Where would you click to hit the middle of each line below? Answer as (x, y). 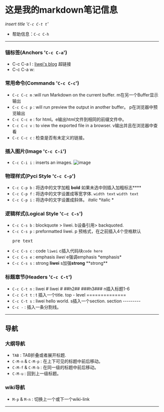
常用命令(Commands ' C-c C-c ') (42, 83)
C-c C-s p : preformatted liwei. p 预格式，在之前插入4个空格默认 (77, 231)
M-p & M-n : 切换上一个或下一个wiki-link (51, 399)
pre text (22, 241)
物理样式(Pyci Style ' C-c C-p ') (40, 176)
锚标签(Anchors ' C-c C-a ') (36, 52)
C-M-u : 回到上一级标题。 (37, 374)
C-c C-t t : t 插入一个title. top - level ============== (69, 295)
